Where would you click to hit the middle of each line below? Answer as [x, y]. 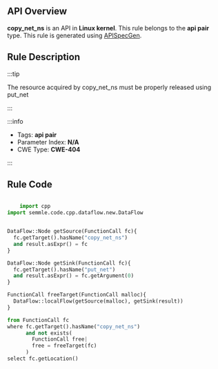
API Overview [37, 11]
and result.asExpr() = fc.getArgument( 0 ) [74, 276]
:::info [15, 121]
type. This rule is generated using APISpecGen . [75, 35]
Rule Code [30, 185]
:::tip [13, 74]
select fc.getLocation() [43, 359]
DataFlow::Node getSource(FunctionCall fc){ [72, 231]
